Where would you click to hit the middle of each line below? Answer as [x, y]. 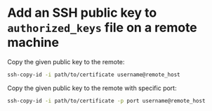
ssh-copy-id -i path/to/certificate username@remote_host [94, 75]
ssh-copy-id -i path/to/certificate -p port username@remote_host [106, 101]
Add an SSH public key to [82, 13]
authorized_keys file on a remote [102, 28]
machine [33, 43]
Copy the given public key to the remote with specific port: [92, 88]
